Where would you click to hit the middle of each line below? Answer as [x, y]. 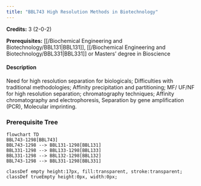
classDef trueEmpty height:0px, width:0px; [62, 177]
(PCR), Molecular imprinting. [41, 106]
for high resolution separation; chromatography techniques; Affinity [90, 94]
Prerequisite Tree [32, 122]
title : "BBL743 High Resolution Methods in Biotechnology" [82, 12]
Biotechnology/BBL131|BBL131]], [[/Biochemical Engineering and [86, 47]
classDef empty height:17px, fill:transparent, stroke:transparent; [94, 172]
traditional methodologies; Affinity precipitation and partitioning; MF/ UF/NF [100, 87]
